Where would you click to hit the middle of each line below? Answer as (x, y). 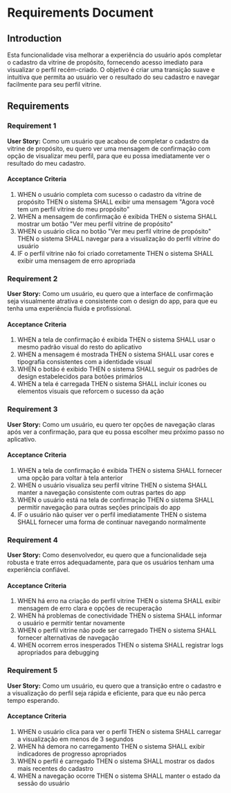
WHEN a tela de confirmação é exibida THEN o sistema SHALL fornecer (120, 470)
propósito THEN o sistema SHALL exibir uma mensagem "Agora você (116, 202)
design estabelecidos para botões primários (80, 376)
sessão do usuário (44, 783)
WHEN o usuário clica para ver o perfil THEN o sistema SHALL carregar (119, 731)
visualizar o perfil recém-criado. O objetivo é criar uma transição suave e (111, 70)
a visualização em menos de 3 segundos (75, 739)
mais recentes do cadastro (55, 768)
